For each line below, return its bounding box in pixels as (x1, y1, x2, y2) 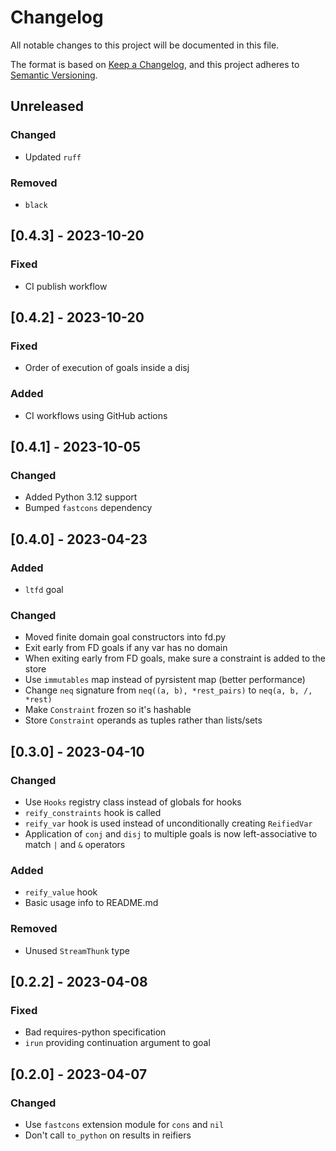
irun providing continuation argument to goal (24, 1037, 211, 1049)
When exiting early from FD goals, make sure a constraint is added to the (24, 652, 326, 665)
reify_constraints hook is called (24, 806, 162, 818)
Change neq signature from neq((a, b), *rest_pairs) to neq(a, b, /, (24, 684, 313, 696)
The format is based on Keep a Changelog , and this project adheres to (10, 58, 300, 70)
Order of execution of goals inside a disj (24, 362, 190, 374)
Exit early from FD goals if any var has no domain (24, 642, 228, 654)
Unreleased (10, 98, 85, 115)
